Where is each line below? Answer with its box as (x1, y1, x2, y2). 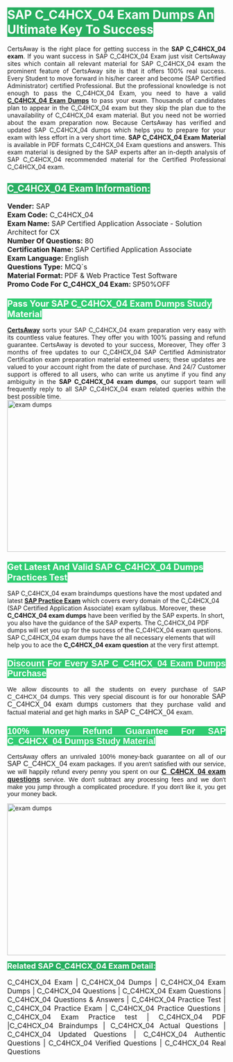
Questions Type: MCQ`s (7, 262, 88, 271)
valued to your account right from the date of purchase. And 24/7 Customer (7, 363, 226, 371)
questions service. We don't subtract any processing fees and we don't (7, 775, 227, 784)
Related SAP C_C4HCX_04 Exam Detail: (7, 961, 156, 971)
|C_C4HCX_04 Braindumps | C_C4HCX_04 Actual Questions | (7, 1020, 226, 1030)
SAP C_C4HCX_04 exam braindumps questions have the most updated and (7, 589, 222, 598)
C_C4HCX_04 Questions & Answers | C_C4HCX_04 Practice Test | (7, 995, 226, 1004)
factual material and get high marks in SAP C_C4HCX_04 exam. (7, 708, 194, 716)
